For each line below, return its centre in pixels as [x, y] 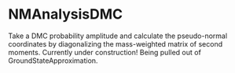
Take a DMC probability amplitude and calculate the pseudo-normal [118, 36]
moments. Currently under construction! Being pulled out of [105, 52]
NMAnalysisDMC [66, 14]
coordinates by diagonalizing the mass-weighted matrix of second [116, 43]
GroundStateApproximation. [53, 61]
